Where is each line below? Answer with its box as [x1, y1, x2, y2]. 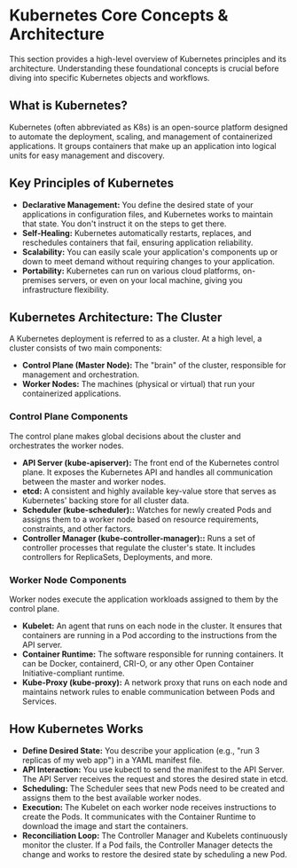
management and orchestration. [21, 369, 140, 380]
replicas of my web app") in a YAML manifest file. [21, 754, 203, 765]
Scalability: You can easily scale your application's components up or [21, 246, 278, 257]
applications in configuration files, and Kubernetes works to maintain [21, 209, 273, 219]
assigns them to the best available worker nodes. [21, 792, 202, 803]
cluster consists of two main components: [9, 343, 162, 353]
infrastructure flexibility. [21, 284, 109, 295]
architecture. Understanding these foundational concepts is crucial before [9, 63, 279, 74]
